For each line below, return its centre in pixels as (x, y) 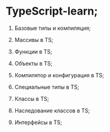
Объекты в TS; (33, 63)
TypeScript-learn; (52, 11)
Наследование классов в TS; (52, 110)
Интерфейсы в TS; (38, 122)
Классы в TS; (32, 99)
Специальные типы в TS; (47, 87)
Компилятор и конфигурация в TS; (59, 75)
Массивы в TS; (34, 40)
